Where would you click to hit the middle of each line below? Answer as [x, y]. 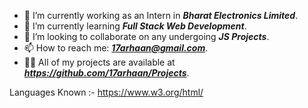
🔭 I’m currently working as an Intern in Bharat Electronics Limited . [161, 15]
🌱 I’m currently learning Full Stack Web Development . [135, 26]
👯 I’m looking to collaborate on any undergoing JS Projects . [146, 36]
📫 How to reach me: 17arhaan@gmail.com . [116, 48]
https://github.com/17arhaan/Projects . [106, 73]
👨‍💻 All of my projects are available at [99, 62]
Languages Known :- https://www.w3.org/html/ [106, 92]
